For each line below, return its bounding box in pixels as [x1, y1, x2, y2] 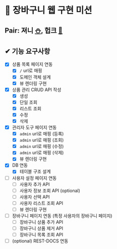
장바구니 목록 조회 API [19, 232, 64, 238]
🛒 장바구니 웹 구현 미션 [5, 5, 92, 16]
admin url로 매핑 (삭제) [19, 149, 64, 156]
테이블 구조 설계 [19, 169, 51, 175]
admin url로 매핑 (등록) [19, 131, 64, 137]
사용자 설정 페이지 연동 [12, 175, 57, 181]
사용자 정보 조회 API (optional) [19, 187, 80, 194]
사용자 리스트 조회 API [19, 200, 64, 206]
